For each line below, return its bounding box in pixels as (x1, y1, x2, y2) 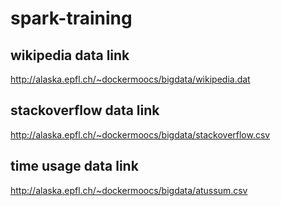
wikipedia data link (10, 47, 130, 64)
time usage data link (10, 158, 139, 175)
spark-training (10, 7, 133, 30)
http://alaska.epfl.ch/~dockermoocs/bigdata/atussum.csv (10, 184, 248, 196)
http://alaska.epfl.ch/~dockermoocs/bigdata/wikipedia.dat (10, 73, 251, 85)
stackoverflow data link (10, 102, 160, 119)
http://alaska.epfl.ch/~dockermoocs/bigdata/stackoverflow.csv (10, 128, 271, 141)
